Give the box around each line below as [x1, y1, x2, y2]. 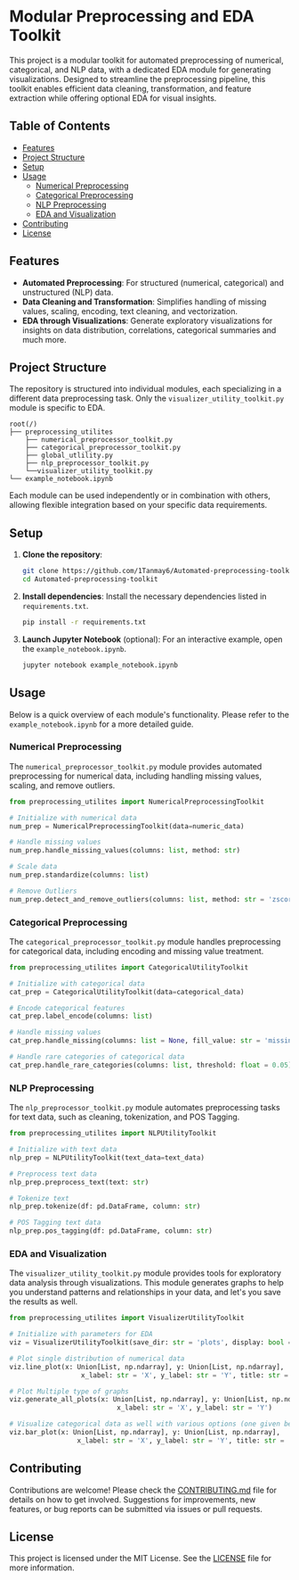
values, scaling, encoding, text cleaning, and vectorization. [21, 305, 238, 316]
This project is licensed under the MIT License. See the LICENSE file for [9, 1553, 272, 1564]
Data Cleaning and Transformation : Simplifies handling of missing [21, 296, 267, 307]
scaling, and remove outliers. [9, 779, 116, 791]
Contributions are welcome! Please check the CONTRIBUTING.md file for [9, 1484, 278, 1495]
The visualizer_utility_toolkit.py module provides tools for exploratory [9, 1268, 282, 1278]
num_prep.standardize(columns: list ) [9, 870, 149, 880]
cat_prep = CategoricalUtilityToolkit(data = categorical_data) [9, 987, 245, 996]
